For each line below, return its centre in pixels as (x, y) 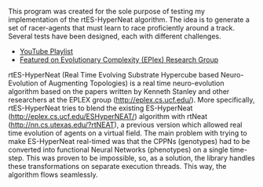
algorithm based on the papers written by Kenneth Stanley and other (119, 92)
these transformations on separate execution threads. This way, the (117, 166)
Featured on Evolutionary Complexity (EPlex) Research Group (119, 59)
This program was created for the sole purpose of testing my (107, 11)
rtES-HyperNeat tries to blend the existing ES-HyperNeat (100, 108)
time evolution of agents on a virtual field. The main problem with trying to (128, 133)
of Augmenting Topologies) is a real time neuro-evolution (132, 83)
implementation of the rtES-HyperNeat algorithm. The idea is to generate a (129, 20)
